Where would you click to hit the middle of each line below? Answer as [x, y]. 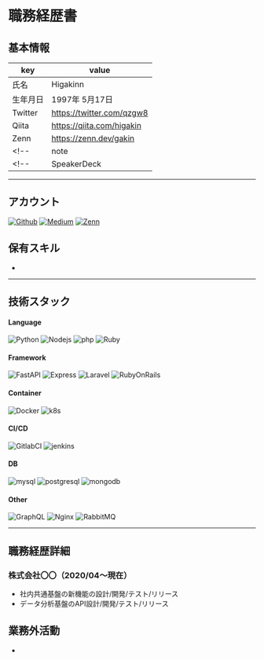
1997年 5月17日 [82, 99]
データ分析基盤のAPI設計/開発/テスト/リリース [94, 603]
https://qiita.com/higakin [96, 125]
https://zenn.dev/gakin [93, 138]
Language [25, 322]
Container [25, 393]
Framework [27, 357]
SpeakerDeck [77, 164]
